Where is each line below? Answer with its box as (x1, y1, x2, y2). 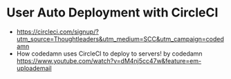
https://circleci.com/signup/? (16, 27, 100, 36)
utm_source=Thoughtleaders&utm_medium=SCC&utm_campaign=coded (16, 34, 224, 43)
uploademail (16, 64, 53, 72)
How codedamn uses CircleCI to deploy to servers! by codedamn (16, 49, 203, 58)
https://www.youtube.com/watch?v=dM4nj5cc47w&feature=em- (16, 56, 202, 65)
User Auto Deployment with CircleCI (6, 5, 219, 21)
